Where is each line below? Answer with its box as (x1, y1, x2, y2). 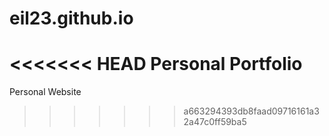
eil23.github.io (9, 7, 134, 30)
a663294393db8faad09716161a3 (183, 105, 320, 117)
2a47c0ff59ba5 (183, 116, 247, 128)
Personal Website (9, 86, 82, 98)
